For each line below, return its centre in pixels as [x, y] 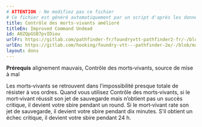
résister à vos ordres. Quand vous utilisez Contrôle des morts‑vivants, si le [98, 92]
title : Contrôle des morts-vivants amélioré [63, 23]
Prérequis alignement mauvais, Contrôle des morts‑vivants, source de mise [100, 68]
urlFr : [14, 40]
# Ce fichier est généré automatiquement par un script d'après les [94, 17]
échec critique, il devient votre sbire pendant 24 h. [69, 117]
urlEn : [14, 46]
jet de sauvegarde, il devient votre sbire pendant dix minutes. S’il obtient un [99, 111]
